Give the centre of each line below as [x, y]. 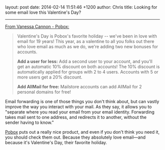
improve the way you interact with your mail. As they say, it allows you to [79, 107]
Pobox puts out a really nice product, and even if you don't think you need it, [82, 132]
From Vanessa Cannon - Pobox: [37, 26]
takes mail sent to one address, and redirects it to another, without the [76, 117]
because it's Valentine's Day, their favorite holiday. [56, 142]
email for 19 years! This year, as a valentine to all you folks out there [86, 41]
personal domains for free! [44, 92]
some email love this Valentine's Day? [43, 12]
